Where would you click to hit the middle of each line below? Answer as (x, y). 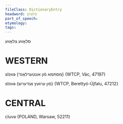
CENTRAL (25, 103)
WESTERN (26, 61)
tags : (10, 28)
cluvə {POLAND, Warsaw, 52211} (38, 116)
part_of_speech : (21, 18)
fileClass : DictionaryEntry (34, 9)
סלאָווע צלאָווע (18, 41)
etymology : (16, 23)
